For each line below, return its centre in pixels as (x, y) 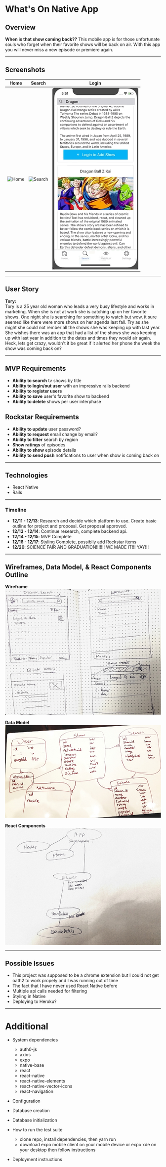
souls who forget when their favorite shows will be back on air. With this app (83, 44)
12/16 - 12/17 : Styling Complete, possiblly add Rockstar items (74, 542)
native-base (32, 1065)
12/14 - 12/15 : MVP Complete (42, 536)
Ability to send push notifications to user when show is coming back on (86, 455)
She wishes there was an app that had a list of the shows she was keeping (81, 333)
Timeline (16, 510)
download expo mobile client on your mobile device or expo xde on (88, 1145)
